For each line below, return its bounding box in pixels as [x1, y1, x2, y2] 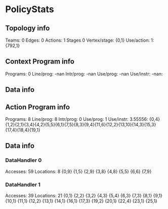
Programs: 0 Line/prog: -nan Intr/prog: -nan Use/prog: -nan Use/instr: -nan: [5, 71, 163, 77]
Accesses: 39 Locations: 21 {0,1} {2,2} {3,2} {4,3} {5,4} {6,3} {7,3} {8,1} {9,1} [5, 193, 163, 198]
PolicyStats [5, 4, 54, 15]
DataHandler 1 [5, 181, 40, 188]
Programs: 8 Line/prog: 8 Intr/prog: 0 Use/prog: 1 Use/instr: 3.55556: [5, 116, 148, 122]
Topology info [5, 24, 50, 32]
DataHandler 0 [5, 157, 42, 164]
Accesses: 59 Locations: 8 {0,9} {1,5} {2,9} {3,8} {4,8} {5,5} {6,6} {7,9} [5, 168, 152, 175]
